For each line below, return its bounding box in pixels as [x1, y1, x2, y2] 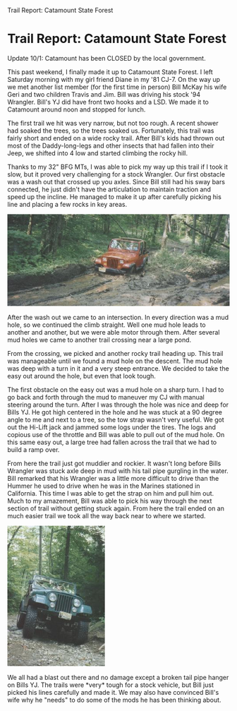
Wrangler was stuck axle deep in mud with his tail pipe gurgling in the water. [7, 467, 229, 475]
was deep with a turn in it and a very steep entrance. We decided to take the [7, 364, 229, 373]
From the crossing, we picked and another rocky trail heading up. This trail [7, 349, 224, 358]
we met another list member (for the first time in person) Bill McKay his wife [7, 83, 227, 91]
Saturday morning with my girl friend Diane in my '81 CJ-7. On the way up [7, 75, 221, 83]
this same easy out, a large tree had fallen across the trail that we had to [7, 438, 217, 447]
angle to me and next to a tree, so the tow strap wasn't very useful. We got [7, 416, 224, 424]
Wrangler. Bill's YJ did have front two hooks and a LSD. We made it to [7, 97, 209, 106]
